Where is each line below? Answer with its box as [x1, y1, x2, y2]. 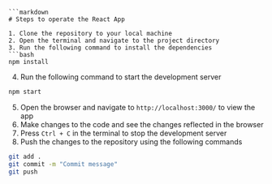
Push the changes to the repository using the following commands [19, 136, 243, 147]
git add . [8, 152, 42, 160]
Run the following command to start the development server [19, 72, 222, 82]
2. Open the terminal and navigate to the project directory [8, 36, 220, 45]
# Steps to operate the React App [8, 15, 126, 24]
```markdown [8, 8, 49, 16]
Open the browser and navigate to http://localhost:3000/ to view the [19, 102, 256, 112]
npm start [8, 88, 42, 96]
